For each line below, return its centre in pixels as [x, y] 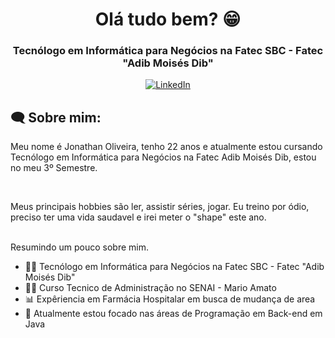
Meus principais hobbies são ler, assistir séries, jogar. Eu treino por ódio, [160, 207]
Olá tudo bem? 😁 [168, 19]
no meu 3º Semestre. [54, 168]
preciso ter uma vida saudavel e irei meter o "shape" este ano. [138, 217]
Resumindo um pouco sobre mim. [79, 247]
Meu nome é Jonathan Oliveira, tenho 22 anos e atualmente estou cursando [166, 147]
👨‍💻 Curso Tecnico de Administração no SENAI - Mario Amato [150, 288]
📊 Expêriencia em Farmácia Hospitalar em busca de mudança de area [170, 299]
